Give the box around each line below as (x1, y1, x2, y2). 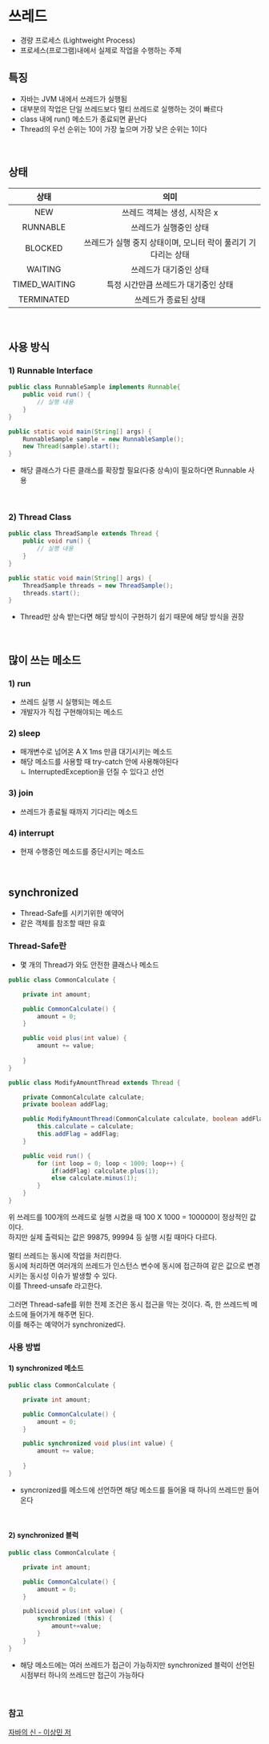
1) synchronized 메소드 (8, 1363, 84, 1372)
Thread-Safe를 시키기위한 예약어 (19, 908, 124, 917)
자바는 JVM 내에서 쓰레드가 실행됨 (19, 94, 128, 104)
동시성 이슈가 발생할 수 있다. (29, 1270, 118, 1280)
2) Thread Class (8, 511, 72, 522)
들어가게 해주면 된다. (29, 1309, 94, 1319)
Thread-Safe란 (8, 940, 66, 951)
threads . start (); (22, 589, 81, 597)
